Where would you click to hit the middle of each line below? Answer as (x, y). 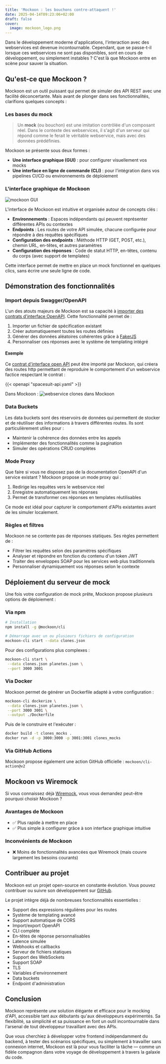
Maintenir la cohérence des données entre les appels (67, 438)
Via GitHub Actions (28, 751)
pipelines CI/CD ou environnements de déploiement (65, 176)
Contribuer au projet (37, 873)
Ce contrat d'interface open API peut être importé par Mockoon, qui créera (82, 364)
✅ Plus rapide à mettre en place (45, 822)
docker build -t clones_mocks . (38, 734)
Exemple (14, 353)
